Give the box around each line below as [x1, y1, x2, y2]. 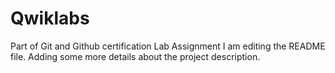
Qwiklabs [10, 7, 90, 30]
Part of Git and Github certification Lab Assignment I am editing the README [10, 40, 326, 52]
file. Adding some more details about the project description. [10, 50, 261, 62]
